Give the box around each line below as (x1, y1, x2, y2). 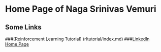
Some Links (5, 23, 42, 31)
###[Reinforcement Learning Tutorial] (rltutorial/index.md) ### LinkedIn (5, 36, 150, 42)
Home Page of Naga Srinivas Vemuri (5, 3, 157, 15)
